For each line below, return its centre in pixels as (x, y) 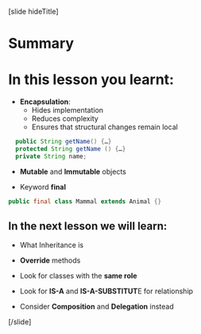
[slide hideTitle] (33, 12)
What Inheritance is (52, 245)
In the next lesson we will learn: (88, 227)
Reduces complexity (65, 119)
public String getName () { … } (64, 142)
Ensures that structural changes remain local (105, 127)
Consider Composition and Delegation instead (97, 307)
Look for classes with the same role (78, 276)
